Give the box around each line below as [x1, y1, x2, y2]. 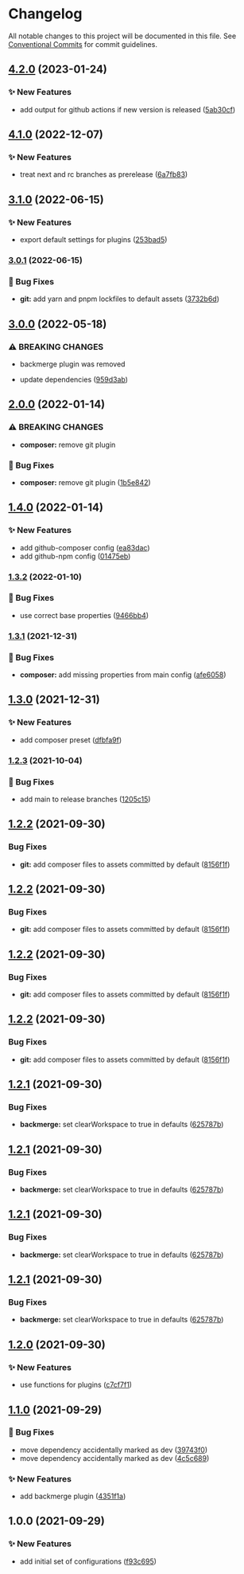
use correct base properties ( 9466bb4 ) [19, 610, 149, 620]
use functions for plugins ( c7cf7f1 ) [19, 1380, 133, 1390]
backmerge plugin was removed [19, 359, 126, 369]
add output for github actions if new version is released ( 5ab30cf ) [19, 104, 236, 114]
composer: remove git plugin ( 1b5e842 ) [19, 477, 151, 487]
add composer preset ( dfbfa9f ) [19, 734, 122, 745]
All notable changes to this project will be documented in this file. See [8, 31, 237, 41]
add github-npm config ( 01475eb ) [19, 551, 131, 561]
